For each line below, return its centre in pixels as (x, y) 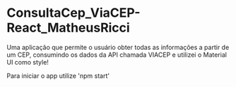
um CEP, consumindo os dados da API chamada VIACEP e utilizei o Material (117, 55)
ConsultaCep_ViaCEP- (73, 13)
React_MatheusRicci (68, 28)
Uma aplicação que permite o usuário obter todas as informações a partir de (118, 47)
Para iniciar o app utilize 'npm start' (58, 76)
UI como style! (28, 62)
